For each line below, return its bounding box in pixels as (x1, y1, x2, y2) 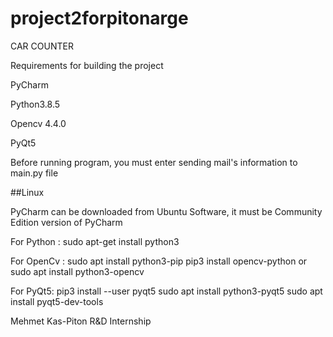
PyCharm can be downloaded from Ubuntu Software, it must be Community (10, 205, 323, 217)
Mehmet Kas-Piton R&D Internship (10, 315, 152, 327)
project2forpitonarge (10, 7, 189, 30)
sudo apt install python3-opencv (10, 265, 145, 277)
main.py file (10, 167, 59, 179)
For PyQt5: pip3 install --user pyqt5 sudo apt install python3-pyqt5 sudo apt (10, 285, 323, 297)
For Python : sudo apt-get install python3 (10, 235, 180, 247)
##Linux (10, 186, 45, 198)
